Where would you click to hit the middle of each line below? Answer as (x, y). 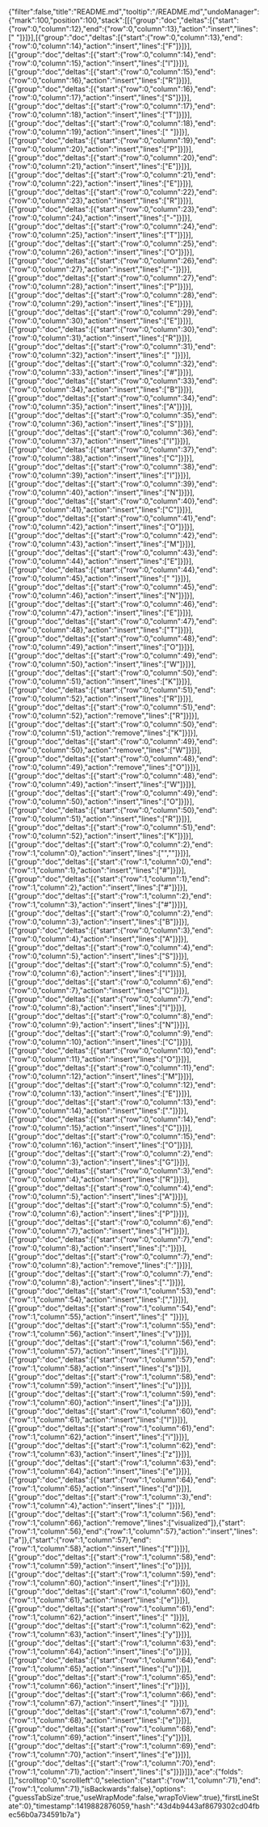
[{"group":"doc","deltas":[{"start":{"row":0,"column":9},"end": (111, 1033)
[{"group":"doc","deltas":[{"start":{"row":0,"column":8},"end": (111, 1016)
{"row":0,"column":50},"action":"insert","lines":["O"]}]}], (101, 802)
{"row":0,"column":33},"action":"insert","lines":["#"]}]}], (101, 372)
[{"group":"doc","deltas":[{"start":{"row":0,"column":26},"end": (113, 261)
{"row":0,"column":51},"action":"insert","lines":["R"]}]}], (100, 819)
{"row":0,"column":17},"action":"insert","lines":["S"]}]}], (100, 97)
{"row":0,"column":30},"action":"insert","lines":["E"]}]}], (101, 321)
